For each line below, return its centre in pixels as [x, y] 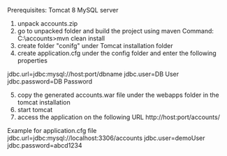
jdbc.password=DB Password [50, 81]
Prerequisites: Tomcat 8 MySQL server [63, 10]
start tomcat [35, 110]
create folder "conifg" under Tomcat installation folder [95, 46]
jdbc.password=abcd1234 [45, 145]
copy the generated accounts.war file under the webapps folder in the [118, 95]
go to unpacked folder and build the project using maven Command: [116, 31]
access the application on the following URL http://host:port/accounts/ [118, 117]
